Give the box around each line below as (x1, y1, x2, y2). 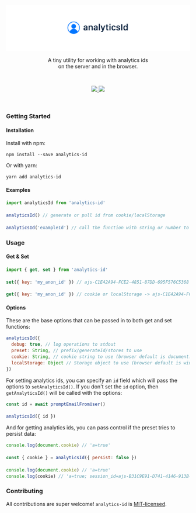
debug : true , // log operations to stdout (11, 342, 116, 347)
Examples (6, 186, 31, 193)
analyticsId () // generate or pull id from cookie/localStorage (6, 212, 166, 218)
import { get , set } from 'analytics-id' (6, 267, 108, 273)
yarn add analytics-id (6, 174, 61, 180)
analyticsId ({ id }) (6, 414, 57, 419)
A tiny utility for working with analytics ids (47, 57, 149, 63)
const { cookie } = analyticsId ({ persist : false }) (6, 455, 137, 461)
